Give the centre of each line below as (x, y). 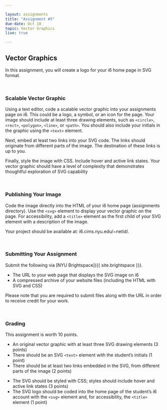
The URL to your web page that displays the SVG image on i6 (75, 275)
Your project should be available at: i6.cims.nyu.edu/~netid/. (67, 231)
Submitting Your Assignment (41, 254)
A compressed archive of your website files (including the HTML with (84, 280)
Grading (15, 323)
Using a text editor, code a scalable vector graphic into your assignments (81, 109)
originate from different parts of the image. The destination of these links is (83, 146)
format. (13, 75)
